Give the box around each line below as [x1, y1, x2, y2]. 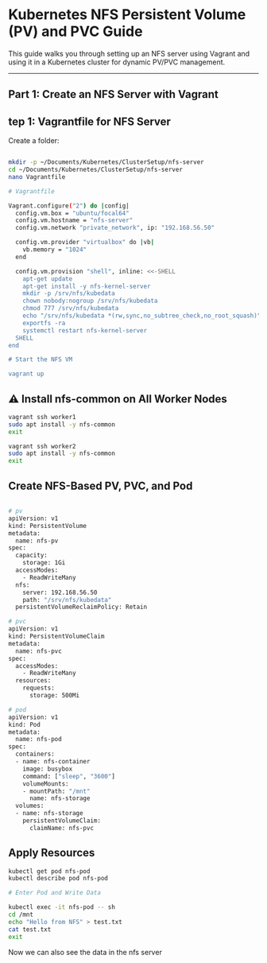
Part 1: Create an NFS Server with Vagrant [8, 87, 219, 101]
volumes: [15, 802, 44, 810]
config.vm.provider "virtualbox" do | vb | [15, 239, 155, 247]
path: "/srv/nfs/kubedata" [22, 596, 112, 604]
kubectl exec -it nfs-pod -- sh [8, 903, 115, 911]
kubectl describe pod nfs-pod [8, 875, 109, 883]
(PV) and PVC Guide [8, 22, 143, 41]
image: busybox [22, 765, 73, 773]
